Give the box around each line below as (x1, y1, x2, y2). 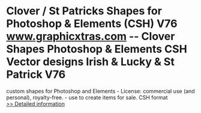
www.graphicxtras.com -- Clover (6, 30, 175, 43)
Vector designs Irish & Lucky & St (6, 55, 175, 69)
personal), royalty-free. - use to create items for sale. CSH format (6, 94, 168, 101)
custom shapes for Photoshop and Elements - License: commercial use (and (6, 87, 195, 94)
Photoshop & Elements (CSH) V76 (6, 17, 178, 30)
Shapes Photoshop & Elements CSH (6, 42, 187, 56)
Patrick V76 (6, 68, 66, 81)
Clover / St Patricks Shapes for (6, 4, 162, 18)
